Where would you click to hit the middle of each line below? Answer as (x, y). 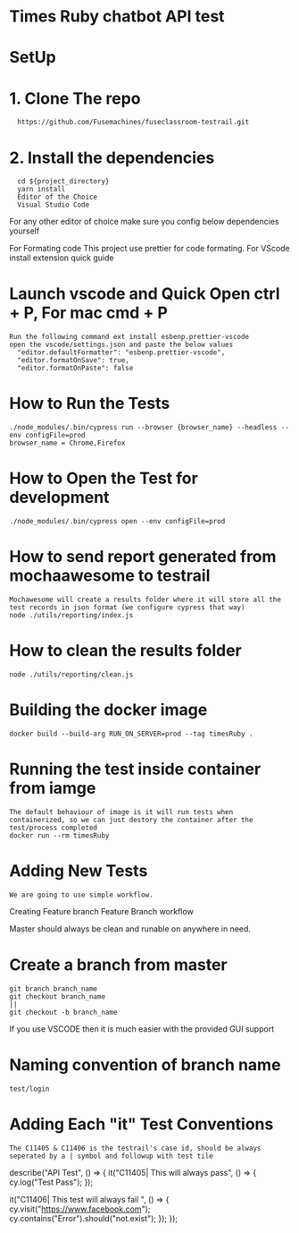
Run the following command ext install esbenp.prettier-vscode (129, 337)
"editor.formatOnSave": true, (73, 361)
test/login (29, 1089)
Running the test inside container (135, 769)
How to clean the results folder (126, 651)
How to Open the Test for (104, 478)
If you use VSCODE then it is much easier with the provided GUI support (142, 1029)
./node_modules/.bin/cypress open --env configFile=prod (117, 522)
